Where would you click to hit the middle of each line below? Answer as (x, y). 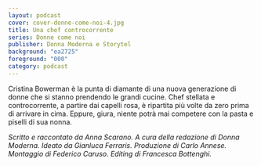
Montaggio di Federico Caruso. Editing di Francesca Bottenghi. (110, 153)
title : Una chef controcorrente (61, 30)
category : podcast (38, 67)
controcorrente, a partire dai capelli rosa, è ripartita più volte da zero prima (129, 105)
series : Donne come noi (47, 37)
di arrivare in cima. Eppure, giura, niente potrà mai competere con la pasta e (131, 114)
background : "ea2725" (43, 52)
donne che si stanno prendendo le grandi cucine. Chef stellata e (112, 97)
